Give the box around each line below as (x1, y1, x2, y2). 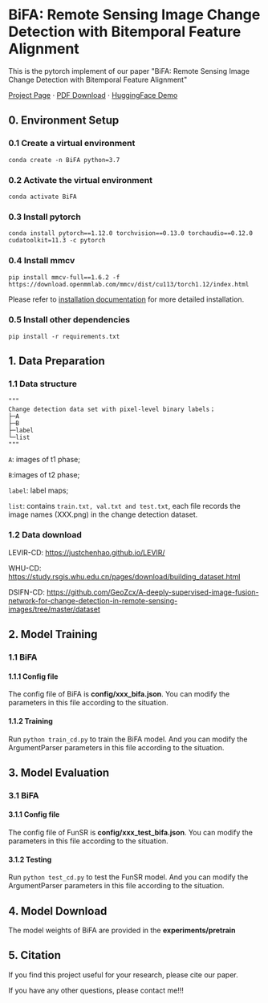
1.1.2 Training (8, 716, 54, 725)
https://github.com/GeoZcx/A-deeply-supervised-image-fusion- (47, 587, 259, 597)
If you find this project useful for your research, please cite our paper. (8, 969, 238, 980)
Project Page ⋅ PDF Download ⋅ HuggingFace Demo (8, 90, 178, 99)
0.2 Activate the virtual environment (8, 174, 152, 185)
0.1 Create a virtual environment (8, 138, 136, 149)
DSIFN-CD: (8, 587, 46, 597)
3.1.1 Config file (8, 810, 60, 819)
